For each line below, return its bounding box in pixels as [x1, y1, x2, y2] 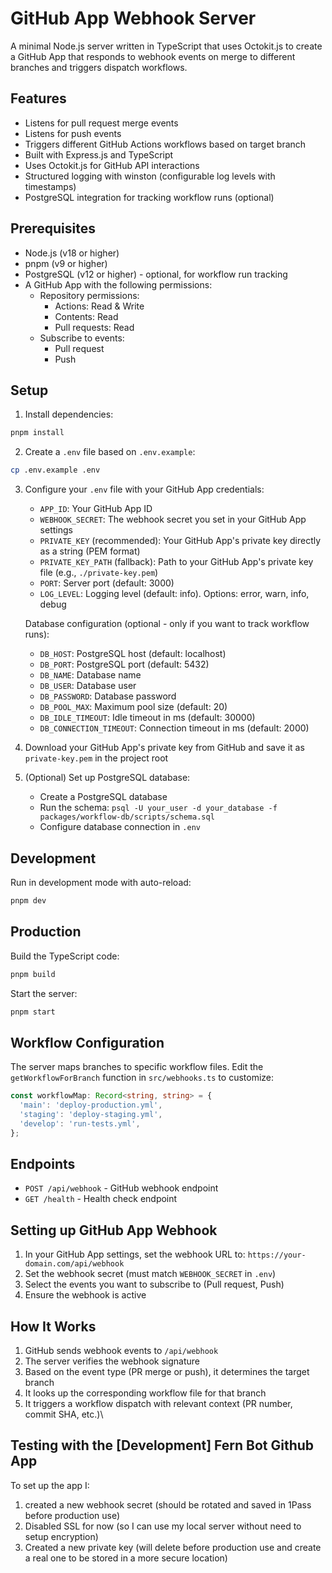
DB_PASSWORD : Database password [39, 690, 177, 702]
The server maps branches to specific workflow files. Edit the [10, 1061, 264, 1073]
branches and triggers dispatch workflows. [10, 61, 188, 73]
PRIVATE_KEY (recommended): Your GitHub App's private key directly [39, 535, 322, 547]
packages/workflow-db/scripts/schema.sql [39, 812, 215, 822]
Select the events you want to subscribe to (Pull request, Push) [24, 1278, 285, 1291]
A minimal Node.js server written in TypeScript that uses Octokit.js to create [10, 40, 323, 52]
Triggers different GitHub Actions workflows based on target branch [24, 138, 307, 150]
